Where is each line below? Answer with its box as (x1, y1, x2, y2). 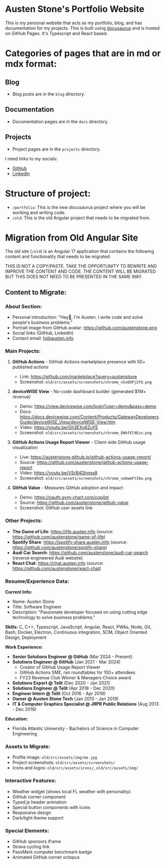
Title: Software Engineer (12, 604, 62, 610)
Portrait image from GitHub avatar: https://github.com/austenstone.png (12, 325, 157, 331)
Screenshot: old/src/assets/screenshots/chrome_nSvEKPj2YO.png (19, 379, 152, 385)
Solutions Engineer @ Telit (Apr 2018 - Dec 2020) (12, 685, 115, 691)
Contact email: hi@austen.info (12, 335, 74, 341)
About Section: (5, 303, 42, 310)
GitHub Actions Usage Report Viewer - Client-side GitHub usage (12, 439, 146, 445)
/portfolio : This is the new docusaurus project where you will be (12, 204, 146, 210)
